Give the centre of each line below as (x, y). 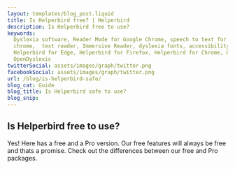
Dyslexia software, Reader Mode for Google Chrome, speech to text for (120, 40)
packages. (22, 158)
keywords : (22, 33)
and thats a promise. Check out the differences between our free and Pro (113, 150)
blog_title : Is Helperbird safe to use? (67, 91)
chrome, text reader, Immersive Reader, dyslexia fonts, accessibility (122, 46)
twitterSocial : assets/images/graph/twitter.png (79, 66)
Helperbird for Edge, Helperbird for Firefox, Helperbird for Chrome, (119, 53)
